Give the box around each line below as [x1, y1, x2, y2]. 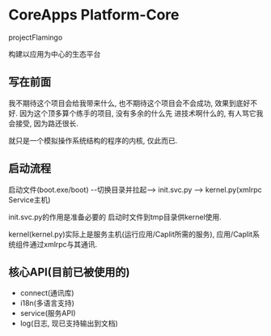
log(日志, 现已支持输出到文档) [19, 318, 119, 329]
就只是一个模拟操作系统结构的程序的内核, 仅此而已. [8, 135, 178, 145]
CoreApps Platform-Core [8, 6, 180, 24]
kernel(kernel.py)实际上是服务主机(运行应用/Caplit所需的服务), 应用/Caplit [8, 229, 253, 239]
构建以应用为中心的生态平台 [8, 49, 101, 58]
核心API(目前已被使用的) [8, 265, 131, 279]
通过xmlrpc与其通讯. [29, 239, 98, 249]
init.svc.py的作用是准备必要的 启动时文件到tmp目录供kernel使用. [8, 212, 222, 222]
